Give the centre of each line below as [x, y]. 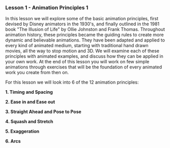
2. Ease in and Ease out [30, 102]
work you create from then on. [37, 72]
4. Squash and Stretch [29, 122]
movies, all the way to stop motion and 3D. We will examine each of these [82, 51]
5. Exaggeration [22, 131]
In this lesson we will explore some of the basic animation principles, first [82, 19]
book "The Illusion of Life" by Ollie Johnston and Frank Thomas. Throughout [85, 29]
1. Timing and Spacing [29, 92]
